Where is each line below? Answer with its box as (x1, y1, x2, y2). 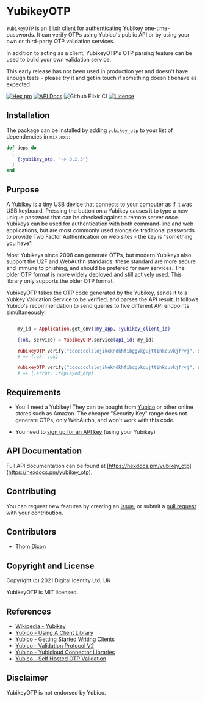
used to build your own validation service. (6, 56, 112, 63)
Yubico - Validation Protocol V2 (15, 642, 95, 649)
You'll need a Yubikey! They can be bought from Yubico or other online (15, 403, 193, 411)
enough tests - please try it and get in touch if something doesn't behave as (6, 74, 197, 81)
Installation (6, 110, 50, 120)
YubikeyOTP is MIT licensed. (6, 588, 78, 596)
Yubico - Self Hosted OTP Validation (15, 655, 107, 662)
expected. (6, 81, 32, 88)
